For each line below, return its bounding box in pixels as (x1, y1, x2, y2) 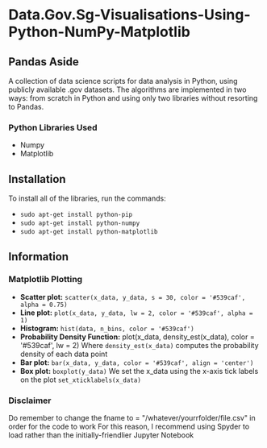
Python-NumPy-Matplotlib (8, 23, 191, 41)
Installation (8, 172, 66, 186)
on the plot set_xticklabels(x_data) (19, 375, 141, 384)
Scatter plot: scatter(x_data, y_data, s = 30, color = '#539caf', (19, 292, 246, 301)
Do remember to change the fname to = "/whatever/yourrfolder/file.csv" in (8, 413, 256, 423)
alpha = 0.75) (19, 301, 68, 309)
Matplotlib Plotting (8, 274, 83, 285)
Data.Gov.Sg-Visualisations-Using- (8, 6, 252, 24)
